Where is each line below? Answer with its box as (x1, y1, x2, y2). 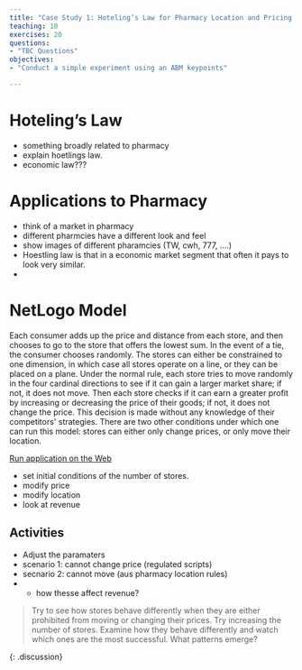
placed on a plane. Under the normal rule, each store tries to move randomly (9, 368, 293, 379)
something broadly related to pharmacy (22, 140, 169, 151)
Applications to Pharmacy (9, 191, 207, 211)
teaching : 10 (9, 22, 59, 31)
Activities (9, 525, 65, 541)
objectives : (9, 55, 54, 64)
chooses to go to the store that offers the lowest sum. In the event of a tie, (9, 339, 285, 350)
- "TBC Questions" (9, 47, 78, 56)
